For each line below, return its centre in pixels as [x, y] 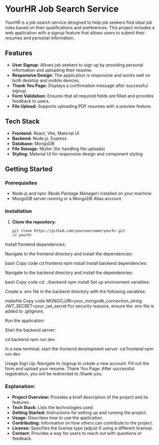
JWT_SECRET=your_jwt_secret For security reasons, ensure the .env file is [79, 306]
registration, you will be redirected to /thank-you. [54, 374]
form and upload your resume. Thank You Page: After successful [70, 369]
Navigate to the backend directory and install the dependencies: [69, 273]
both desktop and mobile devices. [46, 80]
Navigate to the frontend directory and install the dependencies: [69, 254]
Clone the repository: [34, 222]
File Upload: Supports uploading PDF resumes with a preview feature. [82, 106]
